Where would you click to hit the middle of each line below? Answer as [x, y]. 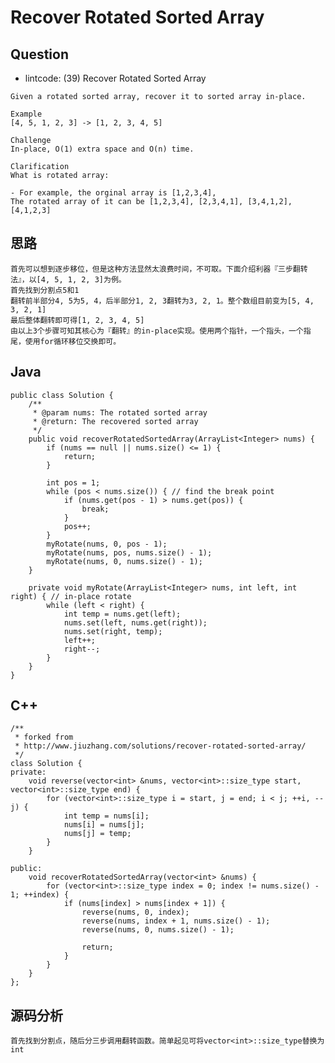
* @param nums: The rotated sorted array [120, 412]
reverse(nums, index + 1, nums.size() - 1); [176, 921]
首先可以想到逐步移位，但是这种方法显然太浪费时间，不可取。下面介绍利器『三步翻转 [159, 269]
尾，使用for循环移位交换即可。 [66, 341]
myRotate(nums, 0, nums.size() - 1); [124, 561]
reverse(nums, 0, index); [135, 912]
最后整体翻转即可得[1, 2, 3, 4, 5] [77, 320]
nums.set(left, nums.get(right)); [135, 622]
